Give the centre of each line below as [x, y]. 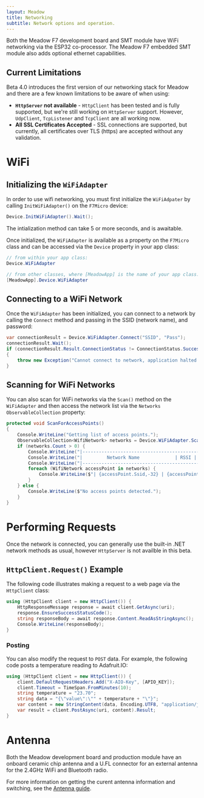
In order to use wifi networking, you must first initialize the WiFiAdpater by [98, 199]
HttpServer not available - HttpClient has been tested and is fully [97, 105]
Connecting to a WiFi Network [64, 299]
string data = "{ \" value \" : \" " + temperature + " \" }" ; [88, 699]
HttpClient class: [28, 591]
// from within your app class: [47, 258]
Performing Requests [61, 527]
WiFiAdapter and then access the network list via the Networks [83, 406]
